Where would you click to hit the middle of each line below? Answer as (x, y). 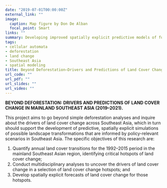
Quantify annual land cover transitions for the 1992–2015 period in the (83, 148)
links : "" (15, 33)
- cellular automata (27, 47)
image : (12, 19)
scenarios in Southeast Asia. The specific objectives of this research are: (80, 139)
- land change (20, 56)
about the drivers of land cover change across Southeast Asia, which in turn (83, 123)
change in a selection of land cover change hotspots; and (71, 169)
